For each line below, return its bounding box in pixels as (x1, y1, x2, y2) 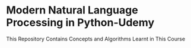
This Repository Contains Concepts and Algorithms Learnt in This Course (6, 35, 186, 42)
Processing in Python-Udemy (6, 16, 155, 29)
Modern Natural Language (6, 4, 138, 17)
